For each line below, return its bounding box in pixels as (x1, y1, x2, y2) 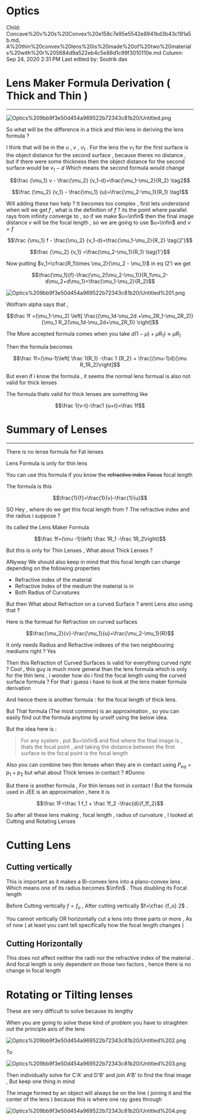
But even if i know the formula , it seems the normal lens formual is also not (6, 373, 190, 380)
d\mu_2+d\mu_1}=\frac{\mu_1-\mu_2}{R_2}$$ (45, 278, 155, 285)
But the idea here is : (6, 725, 57, 733)
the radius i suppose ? (6, 512, 61, 519)
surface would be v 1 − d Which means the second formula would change (6, 164, 185, 173)
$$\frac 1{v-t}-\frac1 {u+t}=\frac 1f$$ (55, 402, 145, 409)
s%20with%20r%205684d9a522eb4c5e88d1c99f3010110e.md (6, 49, 162, 56)
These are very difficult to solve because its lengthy (6, 1007, 133, 1015)
